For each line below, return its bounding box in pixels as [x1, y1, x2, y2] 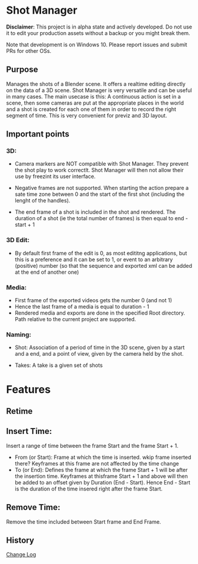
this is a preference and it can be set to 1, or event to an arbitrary [14, 256, 173, 263]
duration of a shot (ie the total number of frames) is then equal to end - [14, 215, 189, 222]
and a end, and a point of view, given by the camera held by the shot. [14, 350, 184, 357]
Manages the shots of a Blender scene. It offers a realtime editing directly [6, 80, 186, 87]
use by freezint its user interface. [14, 173, 96, 180]
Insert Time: [6, 426, 52, 436]
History [6, 535, 34, 545]
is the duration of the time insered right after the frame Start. [14, 485, 163, 492]
